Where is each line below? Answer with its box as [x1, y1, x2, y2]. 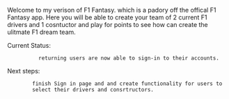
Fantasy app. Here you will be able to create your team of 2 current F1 [7, 13, 207, 21]
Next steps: [7, 67, 40, 75]
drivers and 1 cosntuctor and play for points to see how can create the [7, 21, 209, 28]
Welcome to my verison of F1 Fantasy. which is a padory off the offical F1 [7, 6, 216, 14]
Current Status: [7, 42, 51, 49]
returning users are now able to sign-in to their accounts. [38, 55, 219, 62]
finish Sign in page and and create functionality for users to [32, 80, 223, 87]
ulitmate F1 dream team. [7, 28, 77, 36]
